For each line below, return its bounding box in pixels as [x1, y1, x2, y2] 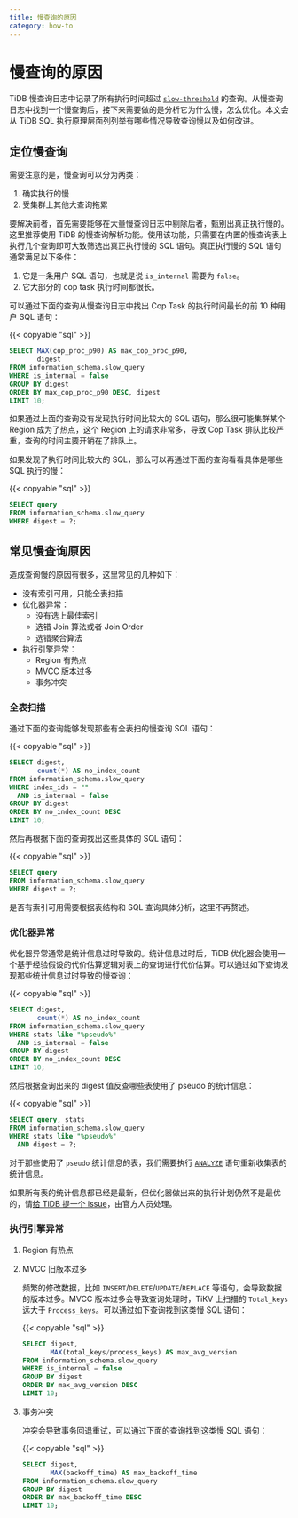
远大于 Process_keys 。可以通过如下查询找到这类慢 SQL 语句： [21, 1304, 248, 1315]
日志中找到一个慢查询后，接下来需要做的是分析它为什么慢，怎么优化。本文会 [9, 104, 289, 116]
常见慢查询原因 [9, 544, 91, 559]
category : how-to [9, 21, 74, 30]
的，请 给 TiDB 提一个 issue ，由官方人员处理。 [9, 1198, 177, 1209]
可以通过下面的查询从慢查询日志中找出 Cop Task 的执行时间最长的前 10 [9, 300, 269, 311]
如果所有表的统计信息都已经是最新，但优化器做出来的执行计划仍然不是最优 [9, 1187, 281, 1198]
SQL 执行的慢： [9, 466, 67, 476]
